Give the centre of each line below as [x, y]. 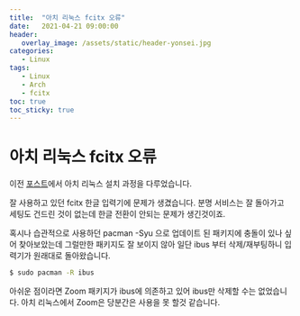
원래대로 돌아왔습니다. [72, 256]
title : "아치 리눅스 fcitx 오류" [68, 18]
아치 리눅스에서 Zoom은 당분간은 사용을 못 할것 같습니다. [121, 302]
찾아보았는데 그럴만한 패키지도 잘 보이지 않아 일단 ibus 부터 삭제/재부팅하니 [150, 245]
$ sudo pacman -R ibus [52, 273]
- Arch [34, 85]
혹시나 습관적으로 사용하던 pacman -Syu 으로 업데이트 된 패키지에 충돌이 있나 [146, 233]
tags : [19, 68]
